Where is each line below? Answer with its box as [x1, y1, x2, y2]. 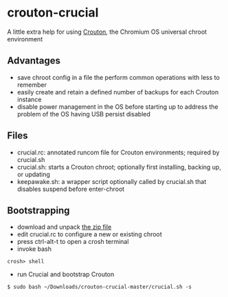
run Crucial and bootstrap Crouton [16, 270, 115, 278]
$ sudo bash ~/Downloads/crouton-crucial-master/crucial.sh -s [7, 284, 192, 291]
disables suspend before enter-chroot [16, 185, 125, 193]
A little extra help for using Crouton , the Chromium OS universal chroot [7, 28, 207, 36]
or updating [16, 170, 50, 178]
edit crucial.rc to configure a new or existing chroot [16, 230, 163, 238]
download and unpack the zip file [16, 223, 112, 232]
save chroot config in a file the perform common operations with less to [16, 73, 220, 81]
